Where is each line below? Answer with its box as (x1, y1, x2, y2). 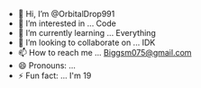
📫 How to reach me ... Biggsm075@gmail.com (17, 48, 192, 57)
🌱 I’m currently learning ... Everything (17, 28, 156, 38)
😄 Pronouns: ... (17, 60, 77, 71)
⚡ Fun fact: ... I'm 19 (17, 70, 92, 81)
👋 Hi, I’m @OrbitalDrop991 (17, 9, 115, 19)
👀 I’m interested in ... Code (17, 18, 117, 29)
